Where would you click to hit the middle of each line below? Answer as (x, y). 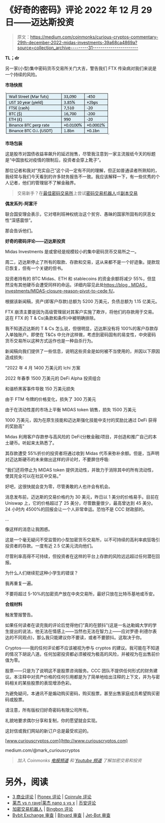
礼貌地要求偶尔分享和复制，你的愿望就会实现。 (52, 720)
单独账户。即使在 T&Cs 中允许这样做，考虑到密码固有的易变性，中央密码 (82, 335)
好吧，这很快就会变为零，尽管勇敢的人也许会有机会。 (59, 486)
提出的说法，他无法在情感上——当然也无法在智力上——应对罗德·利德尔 (81, 631)
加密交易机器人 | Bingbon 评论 (42, 809)
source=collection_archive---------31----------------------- (78, 48)
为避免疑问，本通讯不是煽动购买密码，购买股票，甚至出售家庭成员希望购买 (80, 693)
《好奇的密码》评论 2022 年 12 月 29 (79, 10)
